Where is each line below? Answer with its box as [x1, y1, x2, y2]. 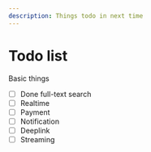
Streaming [19, 134, 55, 144]
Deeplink [19, 125, 50, 135]
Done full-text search [19, 89, 92, 99]
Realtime [19, 98, 50, 108]
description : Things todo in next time [8, 11, 144, 20]
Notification [19, 116, 59, 126]
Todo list [8, 46, 68, 65]
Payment [19, 107, 50, 117]
